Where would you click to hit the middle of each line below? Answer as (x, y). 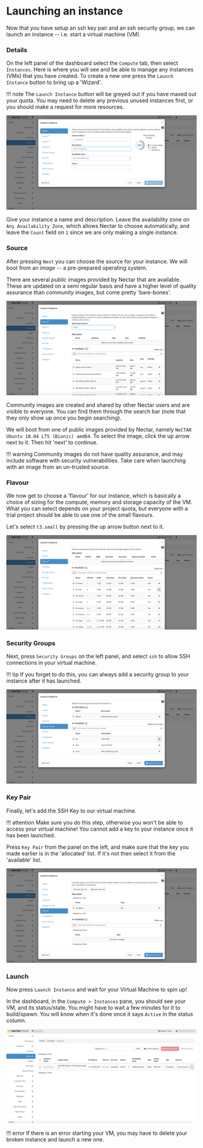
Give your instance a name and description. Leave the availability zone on (98, 219)
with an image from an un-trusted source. (58, 467)
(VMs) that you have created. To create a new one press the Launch (90, 76)
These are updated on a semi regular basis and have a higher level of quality (101, 286)
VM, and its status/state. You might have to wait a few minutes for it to (93, 1007)
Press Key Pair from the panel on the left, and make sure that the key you (98, 847)
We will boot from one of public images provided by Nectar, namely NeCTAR (99, 429)
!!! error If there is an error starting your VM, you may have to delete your (97, 1133)
